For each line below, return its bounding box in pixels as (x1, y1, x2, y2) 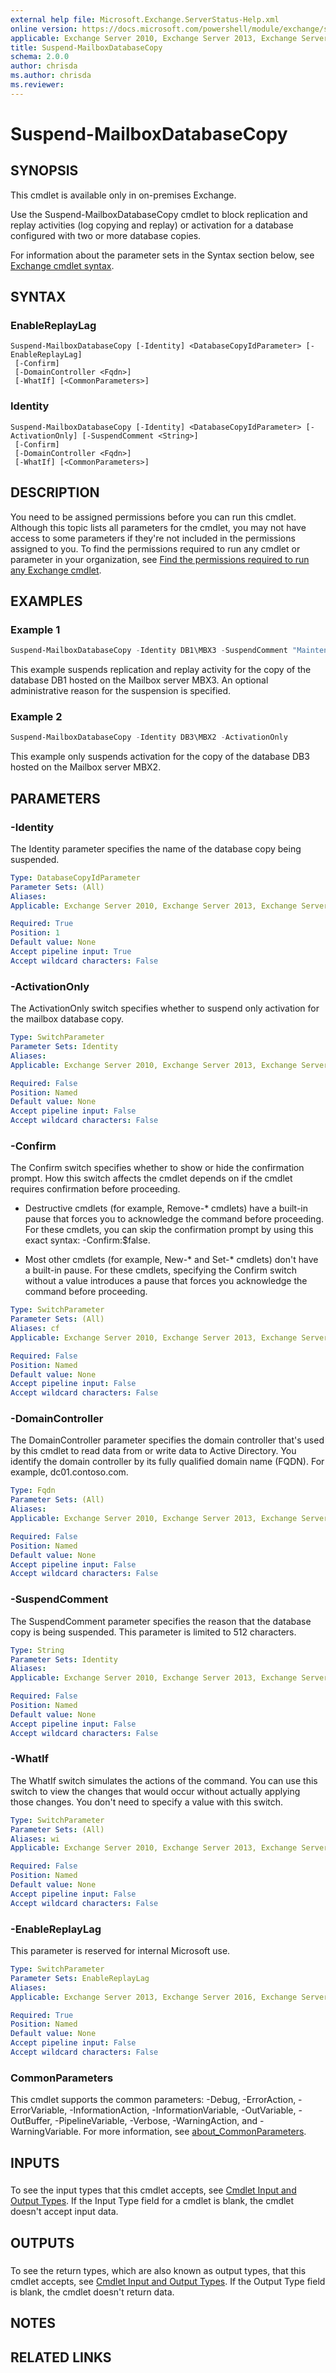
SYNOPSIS (10, 162, 79, 180)
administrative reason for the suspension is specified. (10, 685, 232, 697)
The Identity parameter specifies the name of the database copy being (10, 842, 302, 855)
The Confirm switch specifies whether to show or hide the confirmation (10, 1162, 305, 1174)
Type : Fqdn (10, 1486, 56, 1496)
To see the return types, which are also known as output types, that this (10, 2264, 307, 2276)
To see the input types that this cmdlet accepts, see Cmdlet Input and (10, 2184, 297, 2196)
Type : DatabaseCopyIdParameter (10, 872, 141, 883)
